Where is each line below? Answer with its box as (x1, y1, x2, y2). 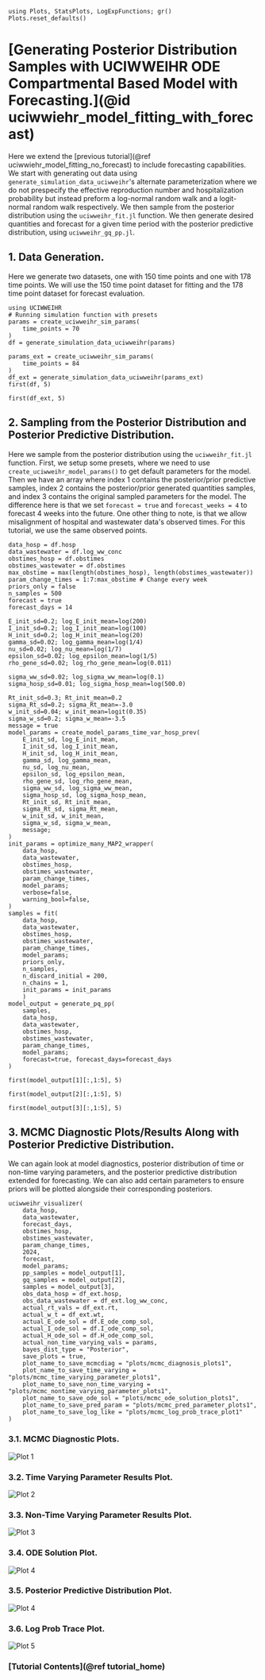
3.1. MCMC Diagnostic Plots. (8, 1434, 120, 1445)
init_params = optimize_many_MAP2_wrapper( (8, 839, 155, 848)
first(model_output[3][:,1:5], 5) (8, 1104, 123, 1112)
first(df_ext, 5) (8, 394, 66, 402)
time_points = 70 (22, 324, 80, 333)
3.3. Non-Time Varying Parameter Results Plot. (8, 1509, 193, 1520)
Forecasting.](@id (8, 91, 131, 110)
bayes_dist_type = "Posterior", (22, 1345, 129, 1354)
